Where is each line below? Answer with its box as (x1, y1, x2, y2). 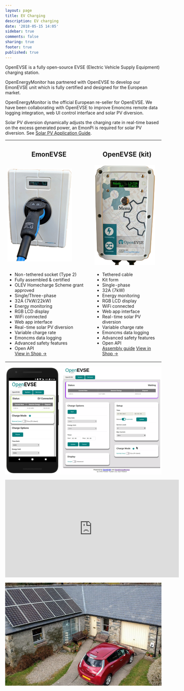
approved (14, 287, 35, 293)
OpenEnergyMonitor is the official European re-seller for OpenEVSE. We (5, 99, 152, 105)
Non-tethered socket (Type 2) (14, 272, 77, 277)
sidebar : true (5, 29, 35, 34)
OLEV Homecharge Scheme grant (14, 282, 84, 288)
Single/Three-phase (14, 293, 57, 299)
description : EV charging (5, 18, 59, 23)
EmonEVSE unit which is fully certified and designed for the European (5, 84, 148, 90)
